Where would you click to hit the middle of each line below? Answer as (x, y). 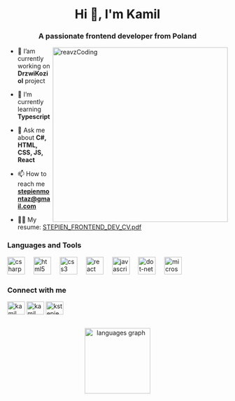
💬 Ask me (31, 130)
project (35, 81)
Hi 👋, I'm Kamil (117, 14)
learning (29, 109)
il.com (27, 206)
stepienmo (34, 191)
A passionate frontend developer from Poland (117, 36)
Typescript (34, 117)
